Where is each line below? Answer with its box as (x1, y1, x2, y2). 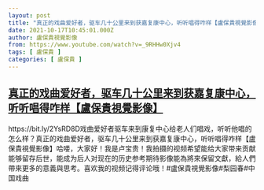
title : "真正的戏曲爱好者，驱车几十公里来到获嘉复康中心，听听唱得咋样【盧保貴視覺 (8, 19, 247, 27)
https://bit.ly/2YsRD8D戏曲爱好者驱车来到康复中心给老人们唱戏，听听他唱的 (8, 124, 253, 133)
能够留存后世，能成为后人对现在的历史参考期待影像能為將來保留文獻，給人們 (8, 153, 256, 162)
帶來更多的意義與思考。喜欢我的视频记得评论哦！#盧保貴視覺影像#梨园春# (8, 163, 249, 173)
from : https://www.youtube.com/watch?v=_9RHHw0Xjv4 (8, 41, 181, 49)
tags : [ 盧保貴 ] (8, 48, 61, 56)
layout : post (8, 11, 51, 20)
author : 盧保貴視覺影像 (8, 33, 78, 42)
